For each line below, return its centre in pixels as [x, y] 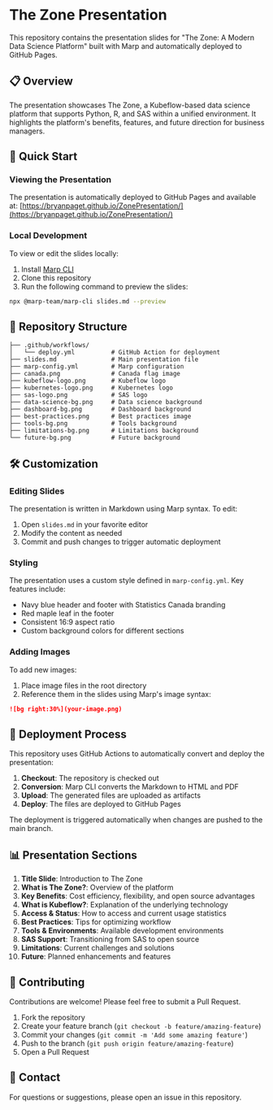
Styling [24, 563]
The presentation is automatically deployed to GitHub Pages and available [133, 198]
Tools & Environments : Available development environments [122, 931]
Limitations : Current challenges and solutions [97, 948]
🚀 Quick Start [43, 157]
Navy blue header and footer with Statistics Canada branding [123, 605]
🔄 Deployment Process [68, 734]
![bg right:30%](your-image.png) [66, 709]
